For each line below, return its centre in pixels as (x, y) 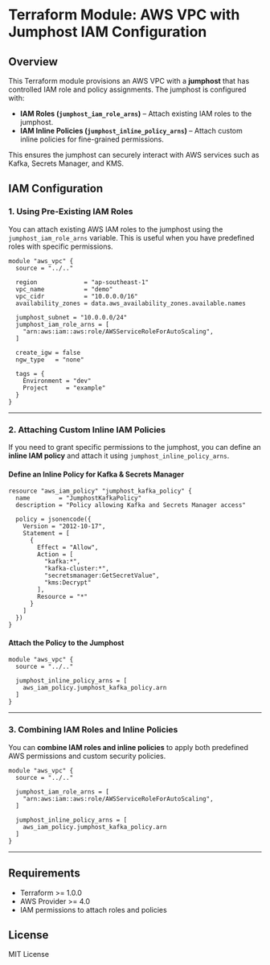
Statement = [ (46, 534)
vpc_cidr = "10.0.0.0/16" (77, 296)
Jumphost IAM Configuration (108, 32)
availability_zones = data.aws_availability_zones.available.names (131, 303)
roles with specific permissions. (61, 246)
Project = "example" (64, 388)
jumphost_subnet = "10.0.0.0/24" (72, 317)
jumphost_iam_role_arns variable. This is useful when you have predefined (131, 237)
